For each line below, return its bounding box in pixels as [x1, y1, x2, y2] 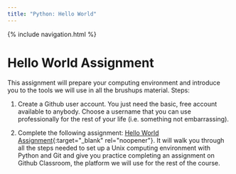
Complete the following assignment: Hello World [17, 129, 159, 137]
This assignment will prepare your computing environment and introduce [7, 78, 220, 87]
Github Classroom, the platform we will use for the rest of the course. [17, 158, 220, 167]
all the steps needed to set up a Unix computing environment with [17, 143, 211, 152]
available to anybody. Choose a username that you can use [17, 107, 192, 116]
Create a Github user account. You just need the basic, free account [17, 99, 218, 108]
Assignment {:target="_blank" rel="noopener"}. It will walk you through [17, 136, 225, 144]
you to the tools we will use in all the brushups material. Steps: [7, 86, 190, 94]
